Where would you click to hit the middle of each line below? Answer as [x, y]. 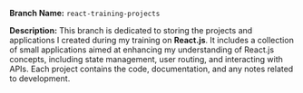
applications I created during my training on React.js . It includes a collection [152, 40]
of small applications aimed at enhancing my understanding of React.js [142, 50]
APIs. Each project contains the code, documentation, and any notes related [151, 69]
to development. [40, 79]
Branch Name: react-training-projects [85, 13]
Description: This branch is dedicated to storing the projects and [131, 30]
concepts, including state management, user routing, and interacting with [147, 59]
